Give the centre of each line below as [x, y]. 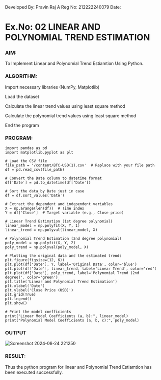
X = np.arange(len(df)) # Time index [45, 209]
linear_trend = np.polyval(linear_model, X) [51, 230]
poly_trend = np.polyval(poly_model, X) [47, 247]
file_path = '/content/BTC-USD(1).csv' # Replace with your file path [80, 165]
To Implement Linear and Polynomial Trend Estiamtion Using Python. [74, 63]
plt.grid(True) [21, 295]
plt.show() [16, 303]
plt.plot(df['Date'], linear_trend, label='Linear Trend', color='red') [81, 269]
